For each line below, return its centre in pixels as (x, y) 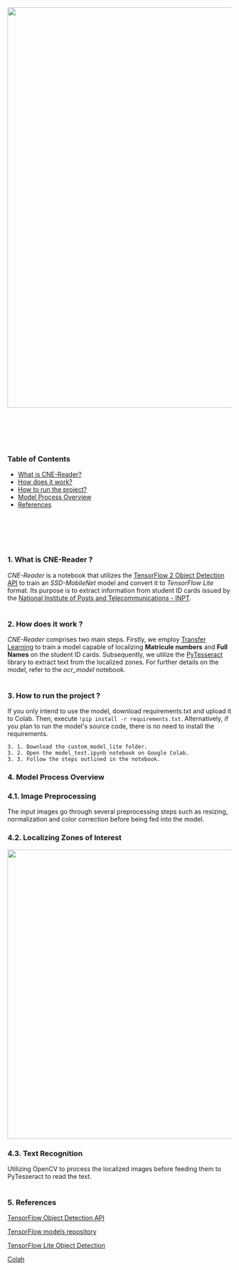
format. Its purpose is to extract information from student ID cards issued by (119, 590)
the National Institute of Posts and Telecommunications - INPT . (100, 598)
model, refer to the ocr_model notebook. (67, 669)
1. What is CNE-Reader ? (50, 560)
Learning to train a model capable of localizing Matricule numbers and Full (118, 646)
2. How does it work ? (45, 624)
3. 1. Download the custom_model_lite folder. (78, 747)
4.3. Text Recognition (45, 1153)
